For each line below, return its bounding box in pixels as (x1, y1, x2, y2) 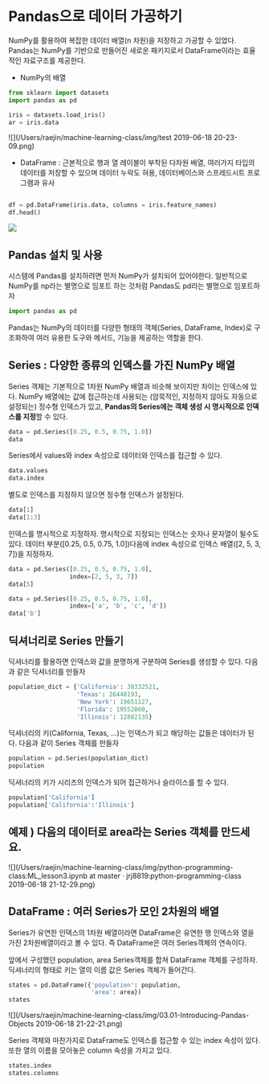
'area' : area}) (91, 988, 142, 996)
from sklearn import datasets (8, 89, 110, 97)
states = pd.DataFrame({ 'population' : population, (8, 981, 181, 989)
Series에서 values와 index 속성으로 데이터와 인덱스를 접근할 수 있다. (8, 451, 223, 460)
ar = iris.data (8, 118, 59, 126)
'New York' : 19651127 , (76, 698, 153, 706)
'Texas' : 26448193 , (76, 690, 142, 699)
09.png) (8, 142, 35, 151)
